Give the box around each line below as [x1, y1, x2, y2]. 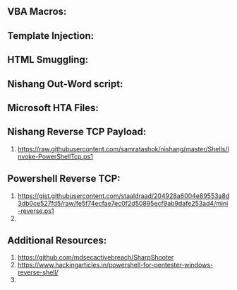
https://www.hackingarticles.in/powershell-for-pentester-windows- [17, 261, 214, 269]
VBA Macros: [7, 6, 67, 18]
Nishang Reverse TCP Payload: [7, 126, 147, 138]
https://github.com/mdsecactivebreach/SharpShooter [17, 253, 174, 262]
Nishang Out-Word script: [7, 78, 123, 90]
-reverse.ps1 [17, 207, 54, 215]
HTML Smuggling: [7, 54, 89, 66]
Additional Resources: [7, 234, 107, 246]
